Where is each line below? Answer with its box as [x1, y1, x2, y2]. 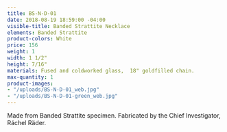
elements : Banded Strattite [7, 29, 88, 36]
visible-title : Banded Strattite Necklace [7, 23, 130, 29]
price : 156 [7, 42, 38, 49]
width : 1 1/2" [7, 55, 48, 62]
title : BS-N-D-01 [7, 10, 57, 17]
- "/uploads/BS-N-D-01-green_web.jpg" [7, 93, 118, 100]
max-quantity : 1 [7, 73, 53, 81]
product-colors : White [7, 36, 72, 42]
